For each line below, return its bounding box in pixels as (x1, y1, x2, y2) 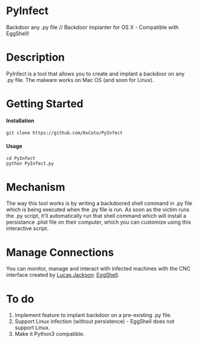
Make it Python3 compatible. (14, 331, 85, 338)
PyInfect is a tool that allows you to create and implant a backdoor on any (6, 70, 185, 77)
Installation (6, 117, 34, 124)
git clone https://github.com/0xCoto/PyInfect (6, 130, 123, 136)
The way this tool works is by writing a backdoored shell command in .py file (6, 200, 193, 207)
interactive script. (6, 225, 49, 232)
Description (6, 51, 65, 64)
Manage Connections (6, 246, 114, 259)
